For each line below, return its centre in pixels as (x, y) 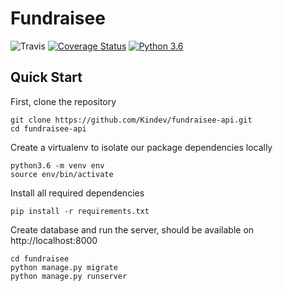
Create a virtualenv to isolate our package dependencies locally (141, 147)
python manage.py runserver (69, 276)
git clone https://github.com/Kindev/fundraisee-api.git (131, 120)
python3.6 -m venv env (57, 165)
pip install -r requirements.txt (80, 211)
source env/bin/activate (62, 174)
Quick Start (46, 77)
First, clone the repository (63, 101)
